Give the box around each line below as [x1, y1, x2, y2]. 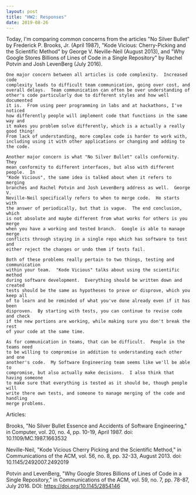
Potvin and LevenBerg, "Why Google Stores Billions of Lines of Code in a [6, 470, 182, 477]
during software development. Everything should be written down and [6, 277, 183, 284]
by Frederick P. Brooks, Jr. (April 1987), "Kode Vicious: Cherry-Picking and [6, 42, 186, 49]
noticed [6, 108, 25, 114]
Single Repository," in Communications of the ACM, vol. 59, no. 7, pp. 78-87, [6, 476, 190, 483]
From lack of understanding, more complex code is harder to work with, [6, 133, 188, 140]
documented [6, 97, 33, 103]
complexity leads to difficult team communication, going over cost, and [6, 82, 191, 88]
